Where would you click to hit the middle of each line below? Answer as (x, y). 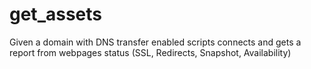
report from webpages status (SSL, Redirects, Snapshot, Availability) (150, 52)
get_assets (55, 14)
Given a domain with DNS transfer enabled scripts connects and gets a (155, 42)
